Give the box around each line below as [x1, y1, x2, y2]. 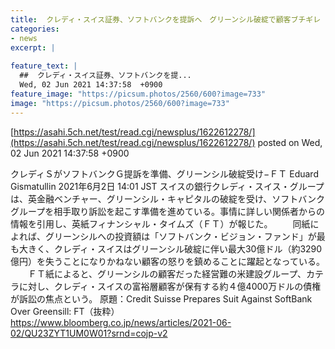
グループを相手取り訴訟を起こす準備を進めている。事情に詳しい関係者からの [10, 205, 325, 217]
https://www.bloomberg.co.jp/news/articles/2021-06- [10, 316, 232, 328]
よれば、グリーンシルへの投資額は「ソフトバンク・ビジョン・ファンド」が [10, 230, 317, 242]
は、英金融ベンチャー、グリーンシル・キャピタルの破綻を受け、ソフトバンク [10, 192, 326, 205]
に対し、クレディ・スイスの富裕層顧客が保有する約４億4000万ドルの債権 [18, 280, 322, 292]
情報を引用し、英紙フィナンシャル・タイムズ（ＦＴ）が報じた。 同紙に [10, 217, 320, 230]
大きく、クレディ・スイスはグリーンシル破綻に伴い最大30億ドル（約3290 [18, 242, 323, 255]
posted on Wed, [257, 136, 323, 148]
